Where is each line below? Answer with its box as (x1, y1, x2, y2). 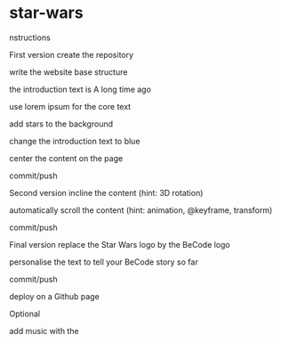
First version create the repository (9, 49, 134, 60)
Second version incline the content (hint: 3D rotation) (9, 187, 204, 198)
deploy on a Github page (9, 290, 100, 301)
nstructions (9, 32, 51, 43)
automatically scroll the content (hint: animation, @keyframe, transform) (9, 204, 273, 216)
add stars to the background (9, 118, 114, 129)
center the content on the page (9, 152, 124, 163)
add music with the (9, 325, 79, 336)
